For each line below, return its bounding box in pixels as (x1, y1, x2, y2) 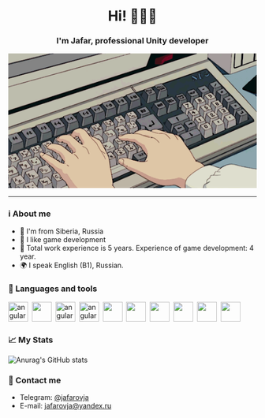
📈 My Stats (8, 334, 54, 345)
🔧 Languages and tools (8, 283, 98, 294)
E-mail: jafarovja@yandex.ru (19, 401, 112, 411)
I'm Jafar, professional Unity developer (56, 35, 209, 47)
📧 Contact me (8, 375, 62, 386)
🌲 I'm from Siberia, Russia (19, 226, 104, 236)
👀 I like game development (19, 235, 106, 244)
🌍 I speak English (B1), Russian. (19, 260, 124, 271)
